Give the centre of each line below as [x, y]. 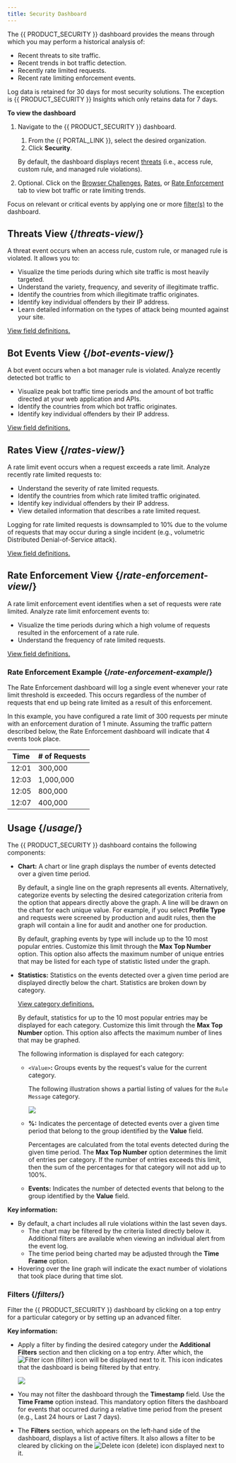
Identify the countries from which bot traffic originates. [98, 406]
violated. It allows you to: [43, 258]
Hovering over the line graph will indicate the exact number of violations [122, 1268]
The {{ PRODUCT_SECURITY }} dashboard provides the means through [111, 34]
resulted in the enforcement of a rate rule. [78, 632]
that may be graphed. [49, 1040]
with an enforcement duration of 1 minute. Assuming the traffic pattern [110, 724]
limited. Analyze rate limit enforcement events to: [78, 611]
